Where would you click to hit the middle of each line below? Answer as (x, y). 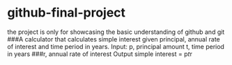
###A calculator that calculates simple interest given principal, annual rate (114, 39)
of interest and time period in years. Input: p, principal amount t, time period (116, 46)
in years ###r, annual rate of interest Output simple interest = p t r (100, 54)
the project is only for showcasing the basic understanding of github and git (116, 32)
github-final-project (67, 13)
